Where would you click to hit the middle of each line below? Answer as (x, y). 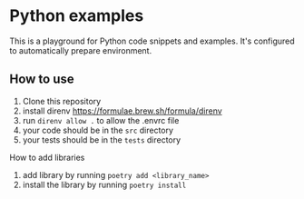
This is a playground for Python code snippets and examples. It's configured (152, 41)
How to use (42, 80)
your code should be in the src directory (98, 130)
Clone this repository (62, 101)
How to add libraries (47, 157)
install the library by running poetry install (104, 184)
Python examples (77, 16)
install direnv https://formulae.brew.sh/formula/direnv (122, 111)
